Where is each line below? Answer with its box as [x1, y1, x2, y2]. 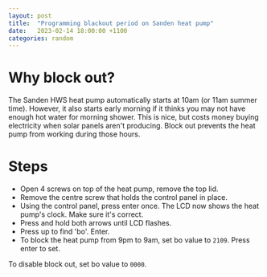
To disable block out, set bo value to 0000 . [8, 259, 147, 269]
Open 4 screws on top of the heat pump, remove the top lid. [19, 184, 219, 193]
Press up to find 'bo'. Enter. [19, 226, 110, 237]
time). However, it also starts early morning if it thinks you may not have [8, 104, 246, 113]
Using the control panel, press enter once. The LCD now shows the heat [19, 202, 260, 211]
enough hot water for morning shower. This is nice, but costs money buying [8, 112, 259, 122]
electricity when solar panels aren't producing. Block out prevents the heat [8, 121, 256, 131]
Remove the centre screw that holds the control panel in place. [19, 193, 228, 202]
